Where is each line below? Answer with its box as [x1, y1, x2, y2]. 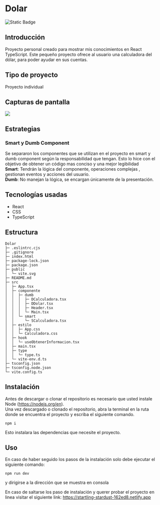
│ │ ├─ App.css [5, 327, 40, 331]
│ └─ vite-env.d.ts [5, 356, 47, 362]
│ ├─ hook [5, 335, 27, 340]
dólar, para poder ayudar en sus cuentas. [5, 57, 88, 63]
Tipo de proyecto [5, 71, 58, 79]
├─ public [5, 267, 25, 272]
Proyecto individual [5, 84, 44, 89]
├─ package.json [5, 263, 38, 267]
